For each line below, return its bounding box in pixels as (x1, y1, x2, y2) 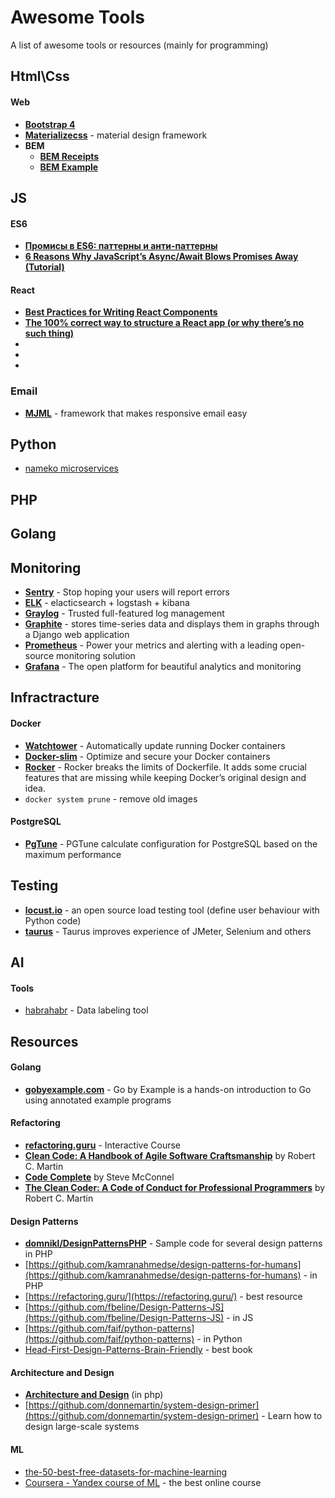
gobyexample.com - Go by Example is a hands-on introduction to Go (24, 1083, 312, 1095)
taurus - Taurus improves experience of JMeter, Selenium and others (24, 925, 312, 937)
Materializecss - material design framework (24, 129, 208, 141)
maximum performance (24, 848, 122, 860)
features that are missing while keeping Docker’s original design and (24, 771, 307, 783)
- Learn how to (261, 1410, 323, 1422)
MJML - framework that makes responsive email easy (24, 407, 248, 419)
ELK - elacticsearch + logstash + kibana (24, 597, 190, 609)
